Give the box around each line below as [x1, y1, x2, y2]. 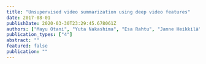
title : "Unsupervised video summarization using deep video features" [6, 9, 191, 15]
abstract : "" [6, 37, 40, 43]
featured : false [6, 43, 48, 49]
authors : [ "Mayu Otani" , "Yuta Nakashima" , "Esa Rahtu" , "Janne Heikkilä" [6, 26, 202, 32]
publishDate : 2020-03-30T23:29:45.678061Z [6, 20, 116, 26]
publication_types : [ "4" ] [6, 32, 72, 38]
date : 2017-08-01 [6, 15, 51, 21]
